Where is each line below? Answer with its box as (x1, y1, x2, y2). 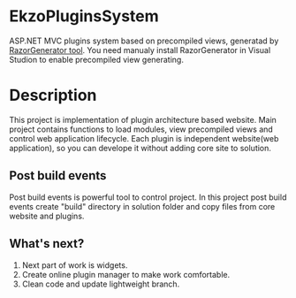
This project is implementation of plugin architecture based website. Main (9, 114, 277, 125)
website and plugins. (9, 210, 85, 221)
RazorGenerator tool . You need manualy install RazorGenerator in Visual (9, 44, 271, 55)
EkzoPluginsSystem (9, 6, 159, 27)
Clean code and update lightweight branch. (21, 279, 180, 289)
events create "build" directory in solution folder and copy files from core (9, 201, 276, 211)
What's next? (9, 236, 85, 251)
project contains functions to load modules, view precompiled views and (9, 124, 274, 134)
